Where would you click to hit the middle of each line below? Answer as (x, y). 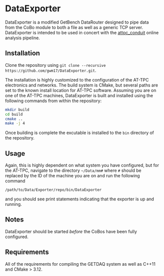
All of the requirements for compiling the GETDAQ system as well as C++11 (80, 264)
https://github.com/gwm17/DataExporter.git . (51, 70)
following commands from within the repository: (53, 101)
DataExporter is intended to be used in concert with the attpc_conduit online (82, 32)
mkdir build (17, 110)
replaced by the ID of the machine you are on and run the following (73, 176)
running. (13, 204)
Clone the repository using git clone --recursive (56, 65)
